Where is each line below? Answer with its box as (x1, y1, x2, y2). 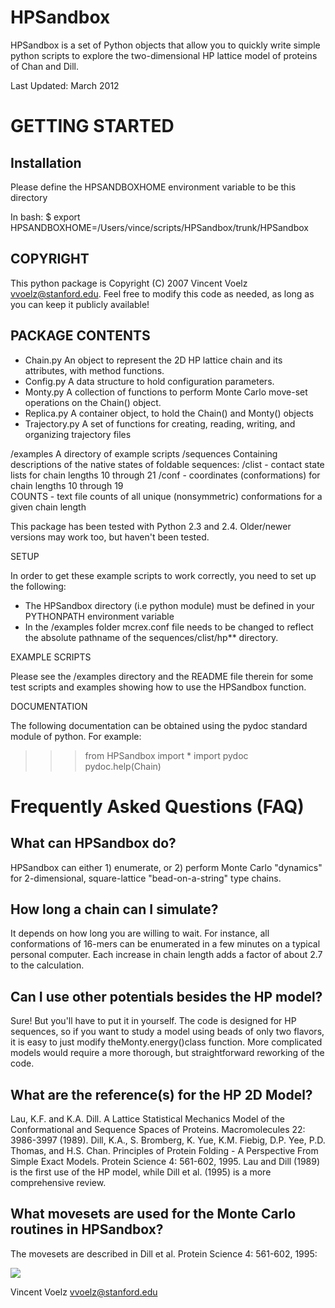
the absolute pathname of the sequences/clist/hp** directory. (24, 631, 279, 643)
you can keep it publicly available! (10, 298, 150, 310)
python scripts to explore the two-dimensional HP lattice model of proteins (10, 49, 318, 61)
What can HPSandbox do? (10, 835, 177, 852)
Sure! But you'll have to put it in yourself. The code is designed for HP (10, 1015, 297, 1027)
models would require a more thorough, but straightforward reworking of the (10, 1047, 325, 1059)
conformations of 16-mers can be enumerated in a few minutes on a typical (10, 938, 321, 950)
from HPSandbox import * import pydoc (84, 749, 249, 761)
